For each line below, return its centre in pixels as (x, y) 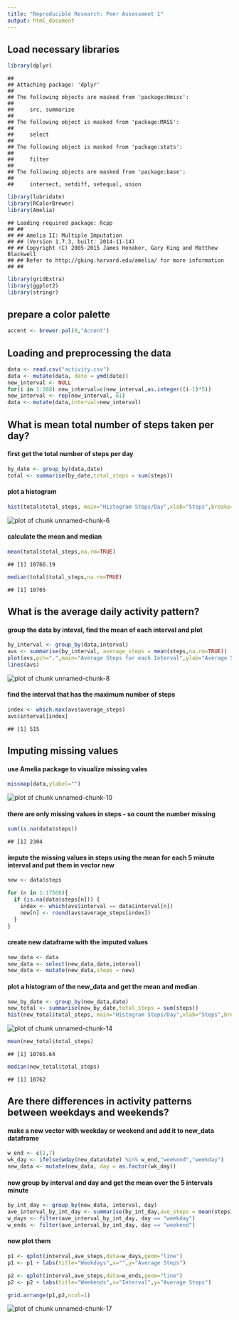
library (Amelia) (31, 210)
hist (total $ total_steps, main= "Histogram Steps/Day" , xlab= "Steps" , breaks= (121, 507)
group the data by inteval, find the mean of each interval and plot (105, 630)
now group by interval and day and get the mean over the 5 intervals (110, 1183)
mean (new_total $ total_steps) (51, 1042)
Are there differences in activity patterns (100, 1101)
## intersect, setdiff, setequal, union (74, 185)
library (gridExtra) (36, 279)
